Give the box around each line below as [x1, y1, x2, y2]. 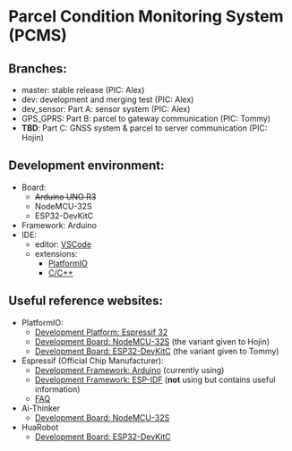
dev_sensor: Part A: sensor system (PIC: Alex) [21, 104, 191, 114]
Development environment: [8, 158, 165, 174]
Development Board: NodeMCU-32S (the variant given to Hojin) [34, 336, 271, 346]
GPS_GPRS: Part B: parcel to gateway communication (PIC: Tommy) [21, 114, 271, 123]
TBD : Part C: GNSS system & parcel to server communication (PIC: [21, 123, 268, 133]
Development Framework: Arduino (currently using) [34, 364, 225, 375]
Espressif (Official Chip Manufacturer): [21, 355, 165, 366]
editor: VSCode [34, 239, 91, 250]
